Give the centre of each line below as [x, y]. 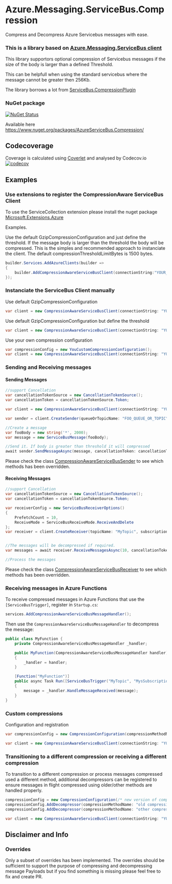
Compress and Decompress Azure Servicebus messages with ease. [77, 34]
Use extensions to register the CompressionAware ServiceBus [84, 194]
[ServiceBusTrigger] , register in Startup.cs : [52, 605]
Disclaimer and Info [37, 834]
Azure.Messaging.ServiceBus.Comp [85, 9]
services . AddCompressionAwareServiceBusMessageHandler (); [68, 614]
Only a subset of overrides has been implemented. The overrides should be [85, 860]
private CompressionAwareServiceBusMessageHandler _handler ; [81, 643]
